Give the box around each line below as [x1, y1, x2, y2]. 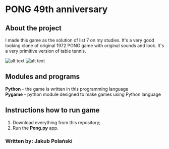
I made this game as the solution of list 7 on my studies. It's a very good [5, 37, 155, 43]
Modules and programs [5, 72, 80, 81]
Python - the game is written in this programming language [5, 86, 129, 92]
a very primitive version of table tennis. [5, 48, 86, 54]
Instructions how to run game [5, 106, 100, 115]
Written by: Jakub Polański [5, 137, 73, 144]
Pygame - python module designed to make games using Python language [5, 91, 161, 97]
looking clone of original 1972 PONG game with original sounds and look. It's [5, 43, 164, 49]
